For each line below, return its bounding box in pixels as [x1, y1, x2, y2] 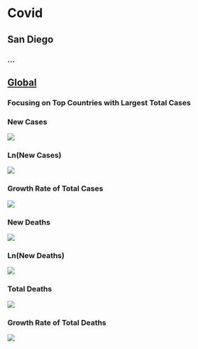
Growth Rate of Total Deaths [7, 318, 106, 328]
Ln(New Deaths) [7, 250, 65, 260]
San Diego [7, 33, 54, 45]
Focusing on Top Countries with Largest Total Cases [7, 97, 192, 107]
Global [7, 76, 37, 88]
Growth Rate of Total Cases [7, 183, 104, 193]
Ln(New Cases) [7, 151, 62, 161]
